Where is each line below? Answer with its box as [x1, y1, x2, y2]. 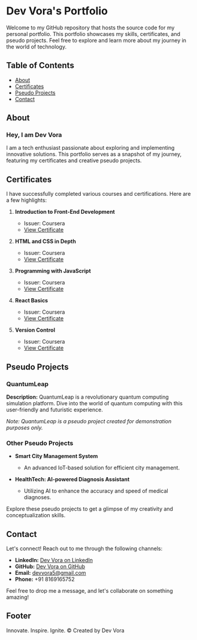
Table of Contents [6, 60, 75, 71]
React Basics [14, 297, 49, 304]
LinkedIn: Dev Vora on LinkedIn [14, 557, 93, 564]
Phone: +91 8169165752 [14, 576, 75, 583]
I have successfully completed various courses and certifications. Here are [6, 190, 191, 198]
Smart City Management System [14, 453, 98, 460]
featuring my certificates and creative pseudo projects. [6, 157, 142, 164]
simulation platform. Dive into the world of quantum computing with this [6, 399, 183, 407]
